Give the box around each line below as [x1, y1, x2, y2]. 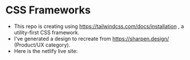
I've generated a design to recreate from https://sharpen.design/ [13, 35, 170, 42]
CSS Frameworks [5, 3, 91, 17]
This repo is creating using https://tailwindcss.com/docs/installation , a [13, 23, 184, 30]
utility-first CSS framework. [13, 29, 80, 36]
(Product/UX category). [13, 41, 71, 48]
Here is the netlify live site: [13, 47, 78, 54]
